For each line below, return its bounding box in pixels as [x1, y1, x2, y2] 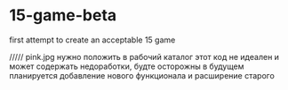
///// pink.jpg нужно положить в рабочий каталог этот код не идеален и [9, 51, 280, 62]
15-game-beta [9, 5, 117, 26]
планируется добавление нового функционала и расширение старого [9, 70, 276, 80]
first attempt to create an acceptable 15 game [9, 34, 176, 45]
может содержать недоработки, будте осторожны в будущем [9, 61, 244, 71]
